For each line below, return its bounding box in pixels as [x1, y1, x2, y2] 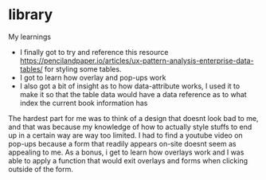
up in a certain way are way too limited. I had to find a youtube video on [8, 130, 243, 140]
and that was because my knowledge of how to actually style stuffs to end [8, 122, 252, 131]
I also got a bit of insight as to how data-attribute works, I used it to [19, 81, 241, 91]
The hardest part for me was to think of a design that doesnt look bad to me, [8, 113, 259, 123]
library [8, 6, 53, 24]
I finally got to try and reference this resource [19, 47, 169, 57]
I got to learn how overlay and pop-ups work [19, 72, 166, 82]
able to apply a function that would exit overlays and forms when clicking [8, 155, 248, 165]
